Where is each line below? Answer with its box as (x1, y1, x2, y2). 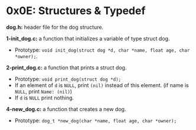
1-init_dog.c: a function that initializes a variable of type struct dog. (6, 35, 170, 42)
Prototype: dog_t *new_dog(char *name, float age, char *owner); (14, 116, 177, 124)
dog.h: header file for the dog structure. (6, 24, 104, 31)
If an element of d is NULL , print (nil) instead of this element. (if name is (14, 81, 189, 89)
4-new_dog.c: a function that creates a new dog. (6, 105, 126, 112)
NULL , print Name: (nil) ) (14, 88, 73, 95)
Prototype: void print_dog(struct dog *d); (14, 75, 122, 82)
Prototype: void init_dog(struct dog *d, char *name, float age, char (14, 46, 190, 54)
